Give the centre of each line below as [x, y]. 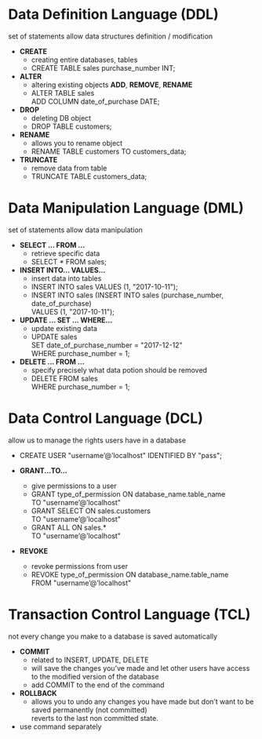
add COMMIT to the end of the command [98, 685]
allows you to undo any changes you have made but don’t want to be [142, 701]
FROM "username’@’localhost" [81, 583]
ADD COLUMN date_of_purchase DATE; [95, 101]
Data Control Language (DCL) [106, 419]
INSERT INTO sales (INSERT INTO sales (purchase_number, [127, 295]
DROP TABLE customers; [71, 126]
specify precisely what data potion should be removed [119, 369]
